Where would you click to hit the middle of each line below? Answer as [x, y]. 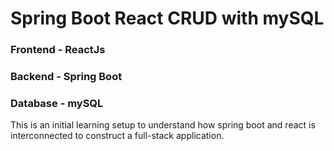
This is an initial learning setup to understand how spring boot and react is [163, 125]
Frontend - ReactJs [58, 50]
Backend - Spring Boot [66, 77]
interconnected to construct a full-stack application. [117, 136]
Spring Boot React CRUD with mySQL [167, 18]
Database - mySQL [57, 103]
